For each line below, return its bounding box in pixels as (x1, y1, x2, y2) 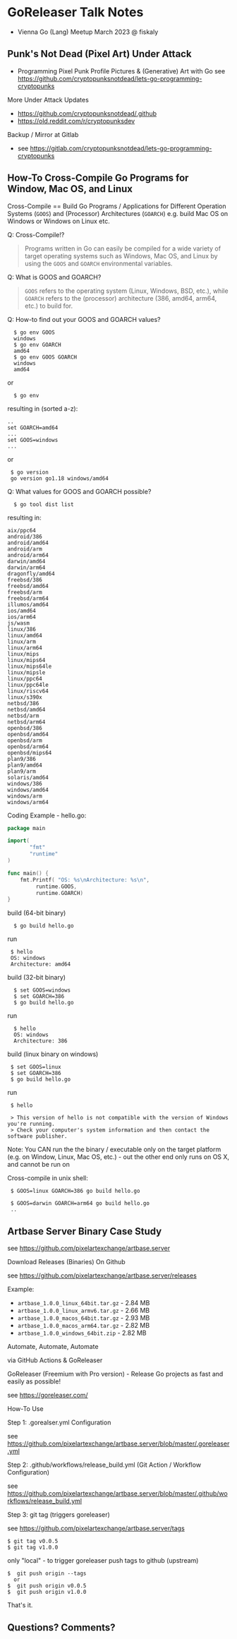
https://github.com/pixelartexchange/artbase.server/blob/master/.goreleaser (7, 1439, 230, 1448)
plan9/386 (7, 755, 37, 762)
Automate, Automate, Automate (7, 1343, 99, 1351)
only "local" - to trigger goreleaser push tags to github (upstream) (7, 1556, 199, 1565)
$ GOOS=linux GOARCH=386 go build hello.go (10, 1187, 140, 1195)
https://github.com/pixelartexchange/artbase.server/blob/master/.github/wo (7, 1489, 228, 1498)
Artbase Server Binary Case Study (7, 1225, 162, 1237)
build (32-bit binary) (7, 973, 66, 982)
